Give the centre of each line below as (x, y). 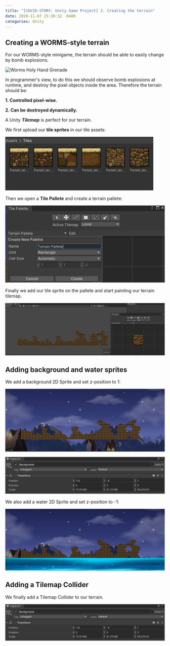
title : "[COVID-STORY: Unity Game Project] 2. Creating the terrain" (80, 11)
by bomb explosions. (27, 60)
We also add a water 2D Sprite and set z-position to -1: (62, 502)
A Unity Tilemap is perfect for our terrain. (49, 120)
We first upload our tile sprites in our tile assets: (56, 130)
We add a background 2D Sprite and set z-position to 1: (63, 382)
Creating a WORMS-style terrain (57, 42)
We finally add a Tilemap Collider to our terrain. (54, 597)
